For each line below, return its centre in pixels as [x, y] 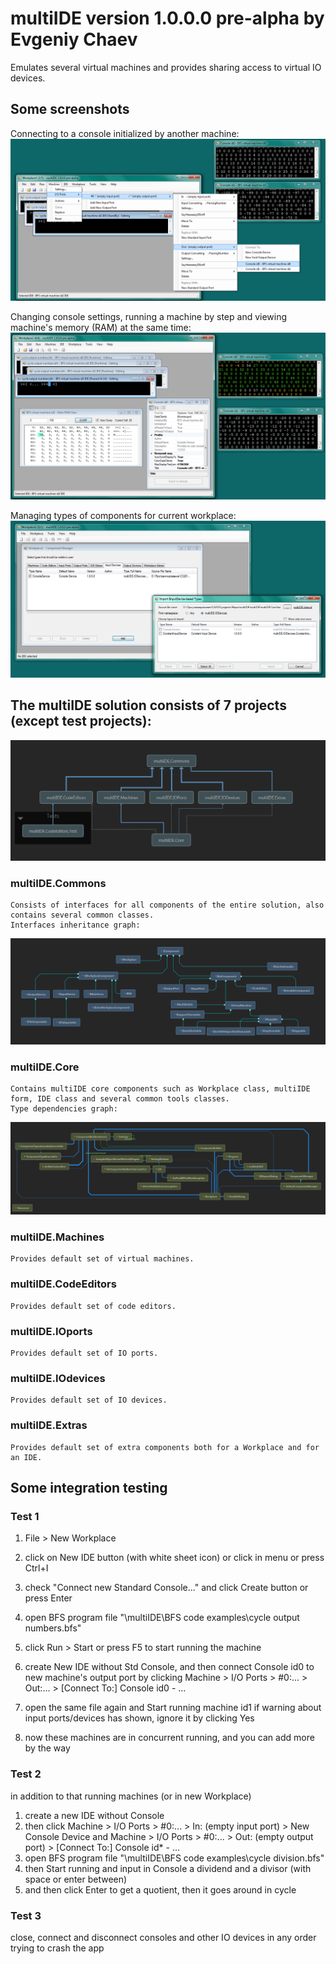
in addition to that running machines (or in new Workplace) [131, 1796]
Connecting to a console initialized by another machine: [125, 133]
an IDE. [26, 1457]
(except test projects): [81, 721]
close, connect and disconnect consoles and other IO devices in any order [163, 1937]
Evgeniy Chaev [74, 39]
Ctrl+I [36, 1568]
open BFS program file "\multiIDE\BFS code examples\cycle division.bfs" [174, 1858]
